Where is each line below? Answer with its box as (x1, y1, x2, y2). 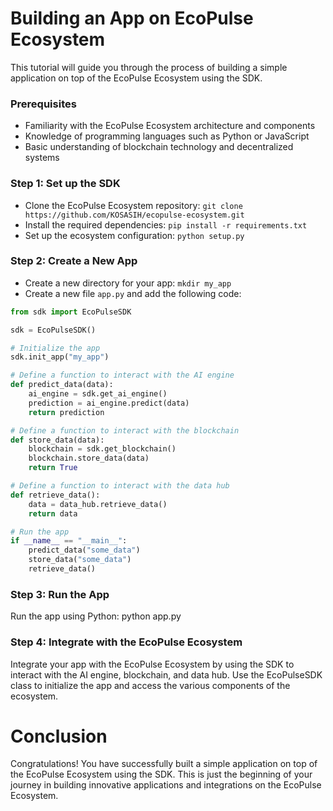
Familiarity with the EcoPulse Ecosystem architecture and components (24, 120, 316, 132)
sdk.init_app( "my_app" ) (10, 352, 110, 362)
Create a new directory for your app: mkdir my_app (24, 277, 232, 289)
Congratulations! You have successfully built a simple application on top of (10, 758, 318, 770)
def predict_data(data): (10, 380, 114, 390)
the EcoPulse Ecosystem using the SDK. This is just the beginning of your (10, 768, 313, 781)
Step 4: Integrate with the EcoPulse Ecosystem (10, 635, 243, 649)
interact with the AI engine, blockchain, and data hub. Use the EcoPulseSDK (10, 668, 323, 681)
